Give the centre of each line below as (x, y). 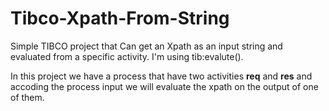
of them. (27, 97)
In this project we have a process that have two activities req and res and (161, 76)
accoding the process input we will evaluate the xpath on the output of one (164, 86)
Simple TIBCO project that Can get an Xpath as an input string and (146, 46)
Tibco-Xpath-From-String (120, 18)
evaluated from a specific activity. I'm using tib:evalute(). (127, 56)
